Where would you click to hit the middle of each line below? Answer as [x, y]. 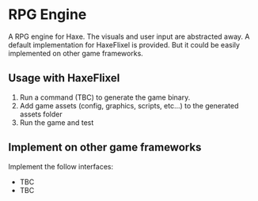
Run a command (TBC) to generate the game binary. [105, 97]
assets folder [41, 114]
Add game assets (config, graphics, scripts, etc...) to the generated [129, 105]
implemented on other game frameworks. [76, 53]
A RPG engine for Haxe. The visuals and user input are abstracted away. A [129, 36]
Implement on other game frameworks [105, 148]
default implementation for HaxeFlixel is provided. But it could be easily [124, 44]
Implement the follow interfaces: [61, 166]
